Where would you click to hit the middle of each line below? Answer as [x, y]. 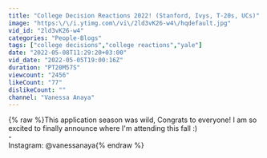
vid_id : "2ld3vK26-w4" [46, 30]
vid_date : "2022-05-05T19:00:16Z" [66, 61]
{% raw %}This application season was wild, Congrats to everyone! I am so [133, 120]
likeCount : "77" [35, 82]
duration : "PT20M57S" [44, 68]
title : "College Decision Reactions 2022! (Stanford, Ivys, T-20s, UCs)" [134, 16]
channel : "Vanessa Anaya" [51, 97]
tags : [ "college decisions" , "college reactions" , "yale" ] [105, 45]
